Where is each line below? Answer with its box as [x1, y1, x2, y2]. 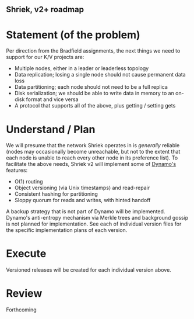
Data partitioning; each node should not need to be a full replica [14, 84, 168, 91]
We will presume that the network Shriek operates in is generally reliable [6, 142, 180, 149]
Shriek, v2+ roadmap [6, 5, 84, 15]
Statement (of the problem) [6, 28, 141, 41]
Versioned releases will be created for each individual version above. [6, 266, 172, 273]
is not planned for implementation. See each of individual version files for [6, 220, 182, 227]
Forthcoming [6, 306, 37, 313]
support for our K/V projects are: [6, 54, 84, 61]
